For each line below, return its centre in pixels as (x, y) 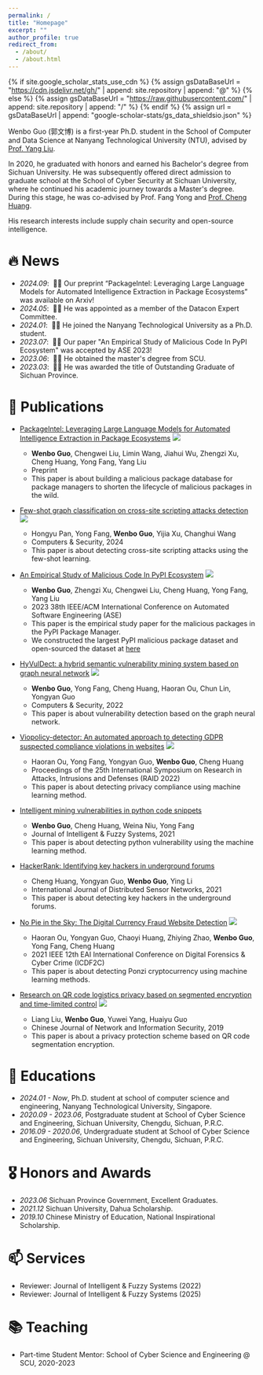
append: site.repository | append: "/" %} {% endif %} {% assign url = (120, 106)
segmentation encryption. (73, 1044)
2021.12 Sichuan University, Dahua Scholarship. (96, 1208)
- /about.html (38, 60)
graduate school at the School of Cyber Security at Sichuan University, (122, 180)
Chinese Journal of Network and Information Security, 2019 (127, 1027)
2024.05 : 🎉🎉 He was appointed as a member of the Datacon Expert (129, 308)
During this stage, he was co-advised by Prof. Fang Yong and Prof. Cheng (128, 197)
